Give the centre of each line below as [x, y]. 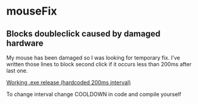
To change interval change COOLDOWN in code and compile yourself [94, 94]
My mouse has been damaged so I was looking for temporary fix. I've [93, 58]
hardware [25, 43]
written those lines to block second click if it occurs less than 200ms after [99, 64]
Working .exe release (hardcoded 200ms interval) [69, 82]
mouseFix [32, 11]
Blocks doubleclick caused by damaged [83, 34]
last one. [17, 71]
